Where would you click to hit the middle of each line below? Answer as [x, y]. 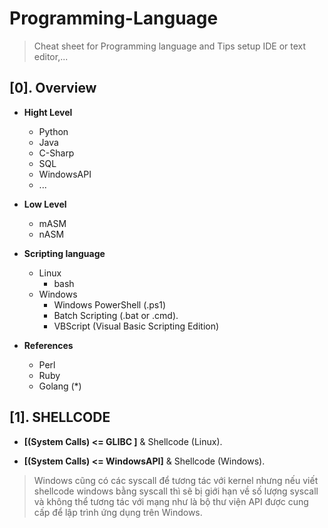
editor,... [51, 56]
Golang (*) [60, 386]
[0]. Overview [53, 88]
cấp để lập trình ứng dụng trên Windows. [118, 512]
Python [53, 131]
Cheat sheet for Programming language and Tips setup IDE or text [170, 46]
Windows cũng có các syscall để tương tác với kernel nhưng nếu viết [176, 480]
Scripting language [64, 253]
